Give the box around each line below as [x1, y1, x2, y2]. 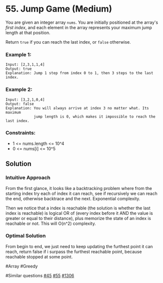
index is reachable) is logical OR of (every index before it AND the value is [5, 210, 153, 216]
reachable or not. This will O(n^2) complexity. [5, 220, 96, 226]
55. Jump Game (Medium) [5, 3, 113, 15]
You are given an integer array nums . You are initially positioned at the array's [5, 19, 158, 25]
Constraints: [5, 129, 36, 136]
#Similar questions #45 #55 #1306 [5, 272, 75, 278]
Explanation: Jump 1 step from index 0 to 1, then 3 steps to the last [5, 71, 153, 76]
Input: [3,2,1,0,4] [5, 97, 45, 102]
